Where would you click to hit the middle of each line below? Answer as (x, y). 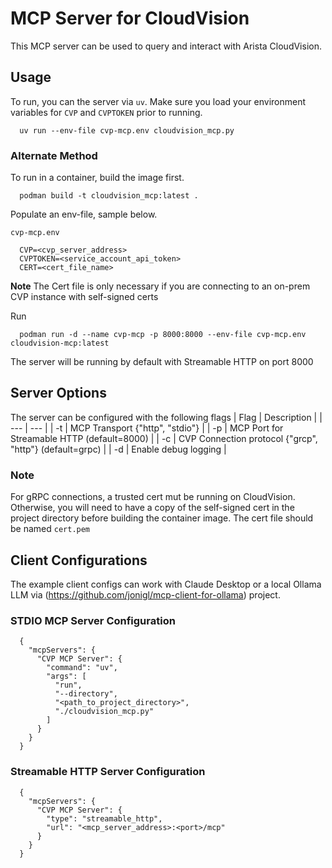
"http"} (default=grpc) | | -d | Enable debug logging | (118, 449)
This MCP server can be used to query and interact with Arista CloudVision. (166, 46)
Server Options (58, 393)
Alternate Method (54, 155)
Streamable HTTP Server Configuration (108, 772)
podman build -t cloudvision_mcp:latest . (109, 196)
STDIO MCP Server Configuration (93, 620)
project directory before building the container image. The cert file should (162, 518)
